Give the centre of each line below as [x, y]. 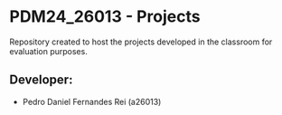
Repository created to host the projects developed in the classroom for [141, 42]
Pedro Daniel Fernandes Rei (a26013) [92, 101]
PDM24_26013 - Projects [105, 17]
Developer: [41, 80]
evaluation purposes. [48, 51]
